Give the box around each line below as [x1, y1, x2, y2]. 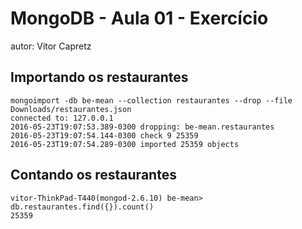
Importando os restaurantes [10, 69, 189, 86]
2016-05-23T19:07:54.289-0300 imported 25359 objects [10, 139, 240, 149]
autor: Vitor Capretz [10, 40, 92, 52]
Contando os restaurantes [10, 167, 177, 184]
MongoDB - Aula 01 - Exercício [10, 7, 269, 30]
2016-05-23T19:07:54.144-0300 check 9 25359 [10, 130, 199, 141]
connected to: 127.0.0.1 [10, 113, 114, 123]
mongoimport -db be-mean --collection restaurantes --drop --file [10, 95, 293, 106]
